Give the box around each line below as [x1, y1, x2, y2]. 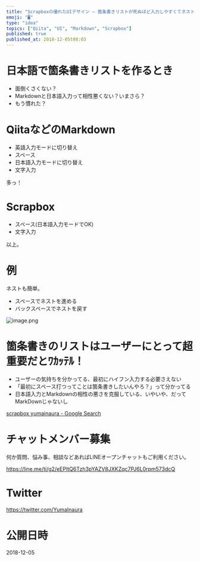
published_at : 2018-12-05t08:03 [6, 36, 86, 42]
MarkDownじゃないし [14, 397, 68, 405]
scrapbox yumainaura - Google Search [6, 409, 101, 417]
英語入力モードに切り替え [14, 144, 78, 151]
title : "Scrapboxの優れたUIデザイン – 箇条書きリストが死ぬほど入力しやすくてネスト [6, 8, 195, 15]
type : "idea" [6, 20, 39, 26]
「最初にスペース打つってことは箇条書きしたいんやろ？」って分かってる [14, 383, 192, 390]
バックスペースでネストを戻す [14, 305, 87, 312]
